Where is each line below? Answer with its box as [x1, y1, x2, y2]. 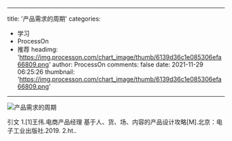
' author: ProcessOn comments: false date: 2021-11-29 [48, 60, 204, 68]
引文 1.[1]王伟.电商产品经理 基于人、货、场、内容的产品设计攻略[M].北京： [7, 118, 217, 126]
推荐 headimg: [17, 46, 59, 53]
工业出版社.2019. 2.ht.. [12, 126, 77, 135]
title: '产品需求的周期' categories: [7, 15, 101, 23]
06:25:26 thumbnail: [17, 68, 75, 76]
